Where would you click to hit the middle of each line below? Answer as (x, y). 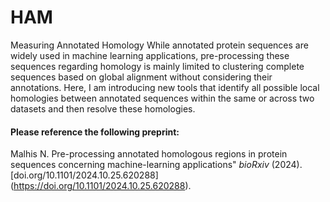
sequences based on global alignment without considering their (141, 77)
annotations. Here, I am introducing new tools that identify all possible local (165, 87)
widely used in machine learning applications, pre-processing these (150, 55)
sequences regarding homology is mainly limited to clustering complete (157, 66)
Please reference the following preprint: (95, 132)
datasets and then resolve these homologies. (103, 108)
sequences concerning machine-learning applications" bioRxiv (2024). (156, 165)
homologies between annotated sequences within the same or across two (162, 98)
